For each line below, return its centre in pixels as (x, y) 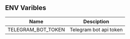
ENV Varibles (26, 8)
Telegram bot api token (96, 29)
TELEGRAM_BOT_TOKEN (36, 29)
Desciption (96, 21)
